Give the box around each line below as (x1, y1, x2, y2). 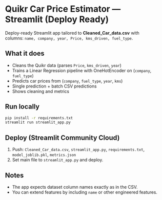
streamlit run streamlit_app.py (5, 120, 71, 125)
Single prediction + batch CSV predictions (12, 83, 97, 89)
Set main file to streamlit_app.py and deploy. (12, 157, 103, 163)
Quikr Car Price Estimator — (5, 3, 121, 15)
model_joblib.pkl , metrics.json (12, 152, 77, 157)
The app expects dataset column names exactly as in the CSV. (12, 184, 138, 190)
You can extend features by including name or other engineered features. (12, 189, 158, 195)
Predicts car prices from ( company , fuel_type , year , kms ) (12, 78, 123, 84)
